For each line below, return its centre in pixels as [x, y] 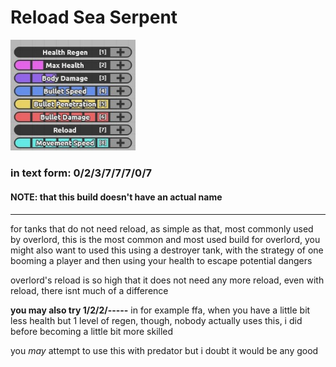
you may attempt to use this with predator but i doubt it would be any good [164, 350]
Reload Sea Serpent [94, 17]
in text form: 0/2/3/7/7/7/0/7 [81, 173]
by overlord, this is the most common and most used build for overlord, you [165, 239]
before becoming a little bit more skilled [92, 331]
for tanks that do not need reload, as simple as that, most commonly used [162, 228]
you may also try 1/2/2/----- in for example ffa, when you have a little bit [160, 310]
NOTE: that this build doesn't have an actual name [116, 197]
